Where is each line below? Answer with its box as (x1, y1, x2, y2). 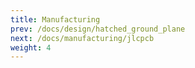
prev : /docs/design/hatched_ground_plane (10, 24, 186, 34)
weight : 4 (10, 42, 52, 53)
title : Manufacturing (10, 14, 101, 25)
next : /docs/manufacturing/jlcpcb (10, 33, 155, 43)
